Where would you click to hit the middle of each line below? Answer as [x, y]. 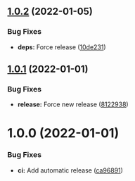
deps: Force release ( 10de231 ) [62, 47]
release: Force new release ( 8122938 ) [73, 104]
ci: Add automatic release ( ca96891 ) [70, 170]
